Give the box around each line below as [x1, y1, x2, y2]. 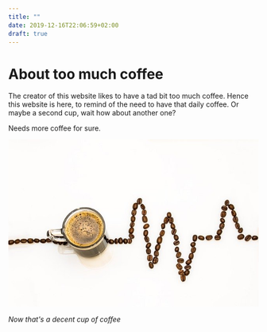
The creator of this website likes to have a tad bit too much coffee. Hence [8, 92, 249, 101]
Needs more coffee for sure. [8, 123, 101, 133]
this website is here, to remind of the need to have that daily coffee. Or [8, 100, 239, 109]
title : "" [8, 13, 41, 21]
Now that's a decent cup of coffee [8, 314, 122, 324]
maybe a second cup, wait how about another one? [8, 108, 176, 118]
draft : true [8, 29, 48, 37]
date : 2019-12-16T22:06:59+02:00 [8, 21, 119, 29]
